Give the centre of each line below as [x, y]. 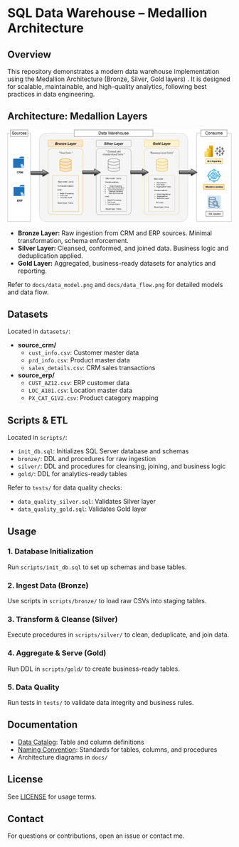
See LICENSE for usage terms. [52, 797]
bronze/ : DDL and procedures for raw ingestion [87, 459]
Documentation [43, 725]
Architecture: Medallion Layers [78, 116]
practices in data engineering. [51, 94]
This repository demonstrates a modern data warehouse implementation [113, 71]
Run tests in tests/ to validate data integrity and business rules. [101, 703]
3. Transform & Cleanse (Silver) [63, 620]
